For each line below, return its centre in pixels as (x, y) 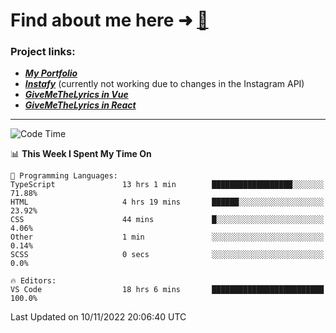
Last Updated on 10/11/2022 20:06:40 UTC (98, 317)
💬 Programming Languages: (64, 176)
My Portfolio (51, 73)
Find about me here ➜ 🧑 (109, 20)
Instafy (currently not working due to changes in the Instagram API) (164, 84)
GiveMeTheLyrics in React (80, 105)
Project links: (43, 52)
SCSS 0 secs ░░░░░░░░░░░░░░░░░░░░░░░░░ (167, 255)
